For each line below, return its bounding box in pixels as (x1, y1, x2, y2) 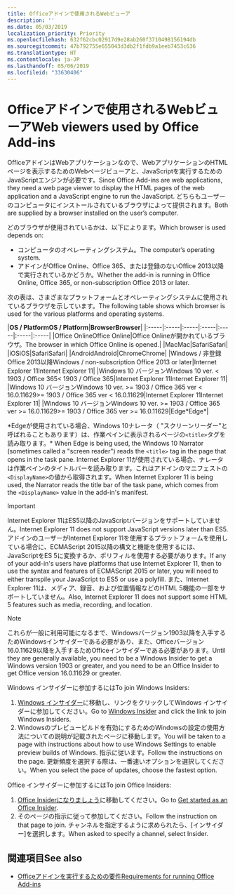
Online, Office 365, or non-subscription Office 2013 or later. (17, 279, 190, 287)
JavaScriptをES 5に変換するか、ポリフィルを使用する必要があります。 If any (7, 552, 227, 560)
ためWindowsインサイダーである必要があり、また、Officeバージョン (7, 637, 205, 646)
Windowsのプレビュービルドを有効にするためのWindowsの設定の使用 (17, 724, 219, 732)
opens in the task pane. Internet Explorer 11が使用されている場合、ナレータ (7, 456, 224, 464)
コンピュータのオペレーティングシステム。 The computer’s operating (17, 246, 215, 254)
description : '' (7, 17, 55, 24)
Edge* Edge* (170, 407, 207, 416)
